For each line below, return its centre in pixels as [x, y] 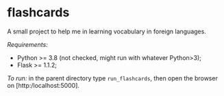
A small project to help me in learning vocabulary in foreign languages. [107, 31]
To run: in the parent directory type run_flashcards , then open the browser [112, 78]
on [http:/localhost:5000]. [43, 85]
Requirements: [27, 44]
